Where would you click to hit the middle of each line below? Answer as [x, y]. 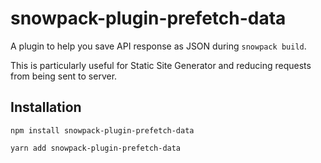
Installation [46, 107]
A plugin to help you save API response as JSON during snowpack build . [158, 46]
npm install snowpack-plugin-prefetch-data [102, 130]
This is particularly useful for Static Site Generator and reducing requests [161, 65]
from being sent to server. [64, 76]
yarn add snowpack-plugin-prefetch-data [96, 148]
